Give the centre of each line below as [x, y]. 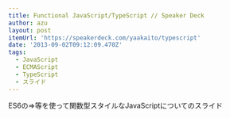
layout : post [30, 30]
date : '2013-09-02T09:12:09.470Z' [66, 45]
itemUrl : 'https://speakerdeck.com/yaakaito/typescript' [105, 38]
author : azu [28, 23]
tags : [17, 52]
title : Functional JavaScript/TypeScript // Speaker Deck [106, 15]
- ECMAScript [37, 67]
